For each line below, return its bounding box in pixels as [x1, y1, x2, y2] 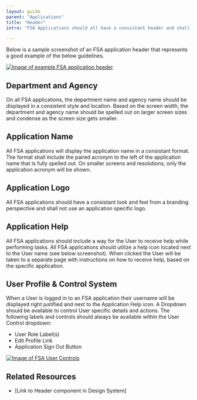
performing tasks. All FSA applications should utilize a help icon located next [6, 244, 191, 251]
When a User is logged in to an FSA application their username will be [6, 295, 175, 302]
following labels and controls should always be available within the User [6, 313, 180, 320]
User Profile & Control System [6, 279, 117, 289]
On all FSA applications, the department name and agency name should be [6, 96, 187, 103]
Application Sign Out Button [14, 343, 82, 350]
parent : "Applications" [6, 14, 64, 20]
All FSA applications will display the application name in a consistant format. [6, 147, 190, 154]
